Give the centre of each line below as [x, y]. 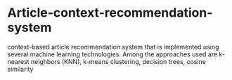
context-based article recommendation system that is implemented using [113, 47]
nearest [18, 61]
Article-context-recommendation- [110, 13]
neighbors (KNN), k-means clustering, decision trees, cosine [118, 61]
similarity [20, 69]
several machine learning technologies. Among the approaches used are [112, 54]
